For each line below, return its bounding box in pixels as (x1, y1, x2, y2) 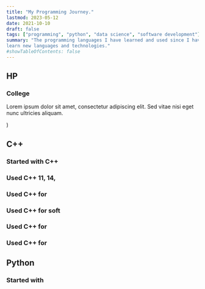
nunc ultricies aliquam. (6, 110, 63, 117)
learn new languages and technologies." (6, 43, 111, 49)
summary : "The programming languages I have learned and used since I (6, 37, 190, 43)
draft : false (6, 26, 40, 32)
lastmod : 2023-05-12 (6, 15, 59, 21)
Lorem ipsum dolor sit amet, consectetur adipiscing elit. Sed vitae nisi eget (6, 103, 194, 110)
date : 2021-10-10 (6, 20, 51, 26)
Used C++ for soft (6, 206, 61, 215)
